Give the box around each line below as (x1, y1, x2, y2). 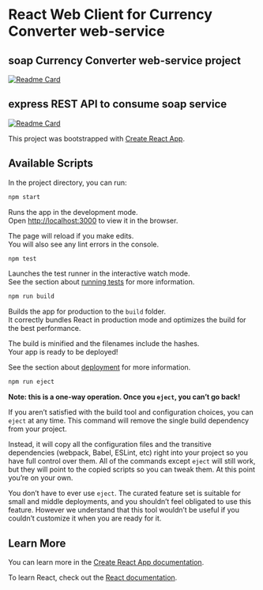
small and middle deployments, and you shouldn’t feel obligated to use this (8, 497, 251, 506)
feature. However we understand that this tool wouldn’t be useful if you (8, 505, 239, 515)
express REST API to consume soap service (8, 97, 227, 111)
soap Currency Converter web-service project (8, 54, 241, 67)
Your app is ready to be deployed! (8, 348, 118, 357)
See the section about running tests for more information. (8, 277, 195, 287)
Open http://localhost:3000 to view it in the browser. (8, 216, 178, 225)
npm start (8, 193, 41, 201)
